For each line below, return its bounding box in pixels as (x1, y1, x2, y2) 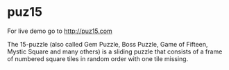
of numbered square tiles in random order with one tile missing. (7, 54, 189, 62)
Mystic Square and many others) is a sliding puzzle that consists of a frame (7, 47, 223, 56)
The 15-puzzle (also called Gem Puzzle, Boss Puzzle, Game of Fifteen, (7, 40, 208, 48)
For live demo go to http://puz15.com (7, 27, 112, 35)
